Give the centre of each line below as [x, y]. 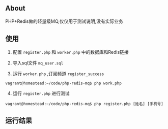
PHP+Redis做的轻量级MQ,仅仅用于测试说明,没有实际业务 [64, 21]
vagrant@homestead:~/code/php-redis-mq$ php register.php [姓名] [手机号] [85, 104]
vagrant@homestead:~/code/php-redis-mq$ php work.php [64, 83]
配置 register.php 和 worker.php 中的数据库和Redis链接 [71, 52]
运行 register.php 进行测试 [41, 93]
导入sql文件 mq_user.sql [38, 62]
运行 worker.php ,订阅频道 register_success [58, 74]
